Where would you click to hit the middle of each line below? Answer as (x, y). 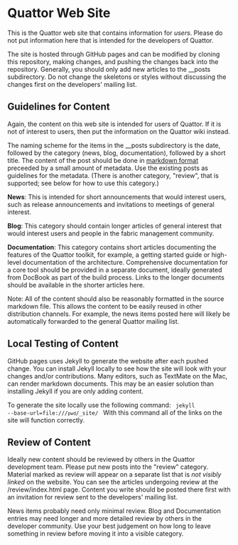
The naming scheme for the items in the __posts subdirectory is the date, (114, 145)
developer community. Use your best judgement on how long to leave (109, 526)
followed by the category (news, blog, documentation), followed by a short (117, 153)
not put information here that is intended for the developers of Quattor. (110, 40)
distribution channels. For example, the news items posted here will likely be (119, 314)
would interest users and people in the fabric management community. (111, 233)
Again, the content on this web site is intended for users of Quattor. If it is (114, 124)
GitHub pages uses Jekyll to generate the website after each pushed (108, 361)
